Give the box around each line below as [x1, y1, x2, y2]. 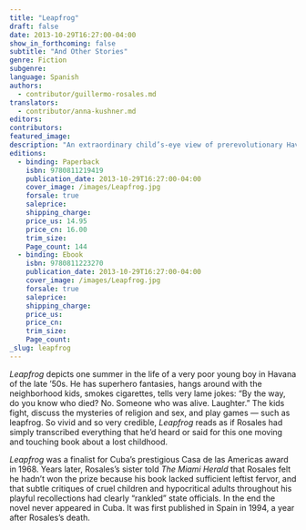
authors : [9, 81, 43, 90]
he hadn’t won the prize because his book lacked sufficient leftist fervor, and [9, 473, 297, 484]
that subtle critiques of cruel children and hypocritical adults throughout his [9, 483, 292, 494]
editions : [9, 148, 47, 158]
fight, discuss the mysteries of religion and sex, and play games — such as [9, 407, 291, 418]
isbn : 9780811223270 [25, 259, 104, 269]
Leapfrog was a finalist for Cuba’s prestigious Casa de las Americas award [9, 454, 289, 464]
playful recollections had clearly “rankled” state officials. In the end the [9, 493, 276, 504]
